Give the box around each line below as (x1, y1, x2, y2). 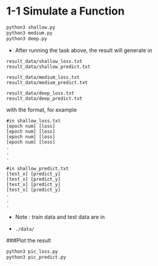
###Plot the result (6, 237, 51, 244)
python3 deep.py (6, 35, 47, 42)
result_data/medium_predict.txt (6, 79, 88, 85)
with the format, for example (6, 106, 77, 113)
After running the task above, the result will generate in (15, 47, 153, 54)
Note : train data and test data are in (15, 213, 105, 221)
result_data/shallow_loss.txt (6, 58, 83, 64)
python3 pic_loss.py (6, 248, 59, 255)
